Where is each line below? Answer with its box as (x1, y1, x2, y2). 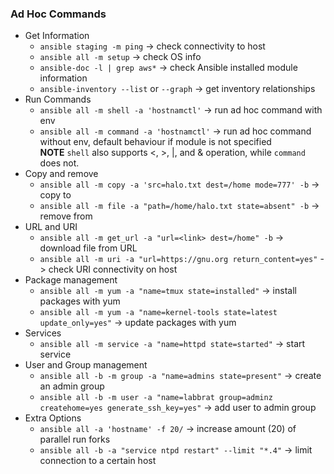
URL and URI (24, 221, 78, 233)
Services (24, 327, 62, 339)
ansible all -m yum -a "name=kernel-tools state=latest (39, 308, 278, 318)
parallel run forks (39, 433, 111, 446)
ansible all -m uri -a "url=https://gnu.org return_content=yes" (39, 255, 318, 265)
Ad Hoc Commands (10, 7, 107, 21)
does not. (39, 157, 80, 169)
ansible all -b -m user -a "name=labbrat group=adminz (39, 393, 273, 403)
